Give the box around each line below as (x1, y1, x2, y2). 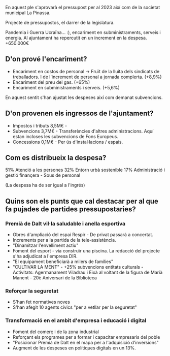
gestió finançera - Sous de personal (5, 172, 80, 178)
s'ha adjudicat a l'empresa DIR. (12, 253, 78, 260)
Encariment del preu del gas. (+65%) (12, 79, 90, 85)
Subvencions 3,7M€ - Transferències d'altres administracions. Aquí (12, 128, 154, 134)
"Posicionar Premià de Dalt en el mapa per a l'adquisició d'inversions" (12, 339, 159, 345)
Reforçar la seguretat (5, 287, 59, 295)
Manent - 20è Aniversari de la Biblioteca (12, 275, 97, 281)
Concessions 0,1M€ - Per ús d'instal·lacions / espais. (12, 139, 123, 145)
